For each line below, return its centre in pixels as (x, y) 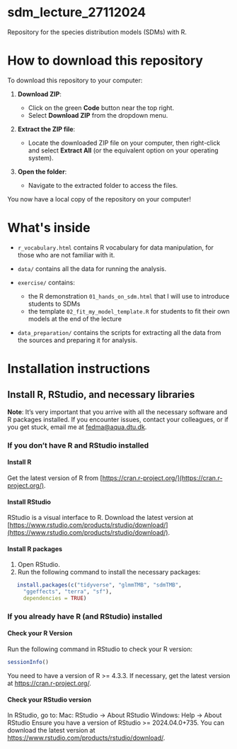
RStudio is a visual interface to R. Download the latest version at (100, 518)
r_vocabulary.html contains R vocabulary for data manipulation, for (116, 247)
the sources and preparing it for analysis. (77, 340)
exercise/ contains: (46, 282)
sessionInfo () (28, 662)
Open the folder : (42, 172)
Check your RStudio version (50, 699)
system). (41, 157)
